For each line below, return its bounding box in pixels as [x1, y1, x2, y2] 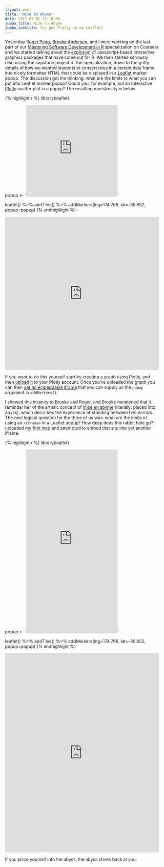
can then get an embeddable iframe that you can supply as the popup [5, 384, 143, 390]
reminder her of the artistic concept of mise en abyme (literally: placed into [5, 404, 156, 410]
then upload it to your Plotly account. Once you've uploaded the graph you [5, 379, 155, 385]
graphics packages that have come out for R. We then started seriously [5, 54, 148, 60]
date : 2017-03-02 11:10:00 [5, 16, 60, 21]
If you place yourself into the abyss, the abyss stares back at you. [5, 856, 137, 863]
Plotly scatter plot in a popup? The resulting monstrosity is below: [5, 86, 137, 92]
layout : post [5, 7, 32, 12]
